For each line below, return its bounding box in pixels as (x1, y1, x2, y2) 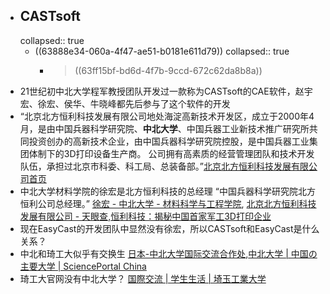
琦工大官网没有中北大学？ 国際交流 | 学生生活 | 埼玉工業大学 (19, 272, 267, 284)
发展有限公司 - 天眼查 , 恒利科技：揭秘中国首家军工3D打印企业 (19, 210, 272, 222)
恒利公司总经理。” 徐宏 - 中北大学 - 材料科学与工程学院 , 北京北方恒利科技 (19, 197, 317, 209)
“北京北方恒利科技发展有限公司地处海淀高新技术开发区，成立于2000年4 (19, 110, 315, 122)
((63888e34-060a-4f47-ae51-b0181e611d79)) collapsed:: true (34, 45, 290, 57)
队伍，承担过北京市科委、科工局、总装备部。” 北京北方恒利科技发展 (19, 160, 292, 172)
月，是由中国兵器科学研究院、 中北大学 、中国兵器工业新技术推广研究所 (19, 122, 310, 134)
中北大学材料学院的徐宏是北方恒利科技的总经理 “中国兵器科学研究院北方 (19, 185, 316, 197)
